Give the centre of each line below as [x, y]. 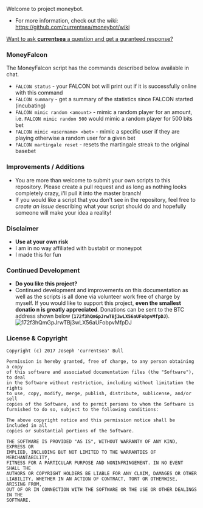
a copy [15, 367]
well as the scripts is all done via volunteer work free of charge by [98, 297]
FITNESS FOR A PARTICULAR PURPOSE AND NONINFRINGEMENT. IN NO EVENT [95, 463]
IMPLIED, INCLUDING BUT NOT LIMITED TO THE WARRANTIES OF [81, 453]
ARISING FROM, [24, 484]
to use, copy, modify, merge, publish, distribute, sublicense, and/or [99, 394]
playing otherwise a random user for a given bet [75, 138]
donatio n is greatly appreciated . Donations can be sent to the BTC [100, 310]
